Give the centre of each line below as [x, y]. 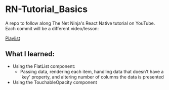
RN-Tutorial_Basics [46, 9]
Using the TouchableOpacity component [55, 82]
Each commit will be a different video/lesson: [52, 28]
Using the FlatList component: [44, 66]
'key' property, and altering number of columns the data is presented [92, 77]
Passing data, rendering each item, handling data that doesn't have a [92, 71]
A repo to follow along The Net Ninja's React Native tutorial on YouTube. [80, 23]
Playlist [13, 38]
